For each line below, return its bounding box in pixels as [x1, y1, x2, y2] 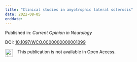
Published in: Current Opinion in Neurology [5, 30, 92, 36]
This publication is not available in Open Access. [17, 49, 116, 55]
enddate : [5, 16, 23, 21]
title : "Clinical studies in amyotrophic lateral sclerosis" [5, 7, 134, 12]
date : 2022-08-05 [5, 12, 41, 17]
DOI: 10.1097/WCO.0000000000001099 [5, 39, 86, 45]
